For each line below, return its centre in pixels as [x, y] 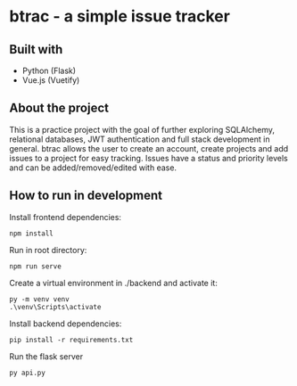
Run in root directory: [48, 250]
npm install [31, 234]
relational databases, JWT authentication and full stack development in [140, 139]
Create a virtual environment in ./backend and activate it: [114, 283]
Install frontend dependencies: [66, 217]
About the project [59, 108]
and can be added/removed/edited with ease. [93, 168]
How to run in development [86, 196]
